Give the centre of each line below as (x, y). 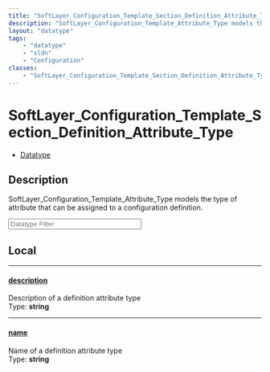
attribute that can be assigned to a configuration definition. (106, 208)
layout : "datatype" (41, 31)
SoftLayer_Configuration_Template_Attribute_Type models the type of (123, 199)
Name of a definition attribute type (65, 350)
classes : (23, 68)
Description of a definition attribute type (75, 298)
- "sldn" (37, 53)
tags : (17, 38)
